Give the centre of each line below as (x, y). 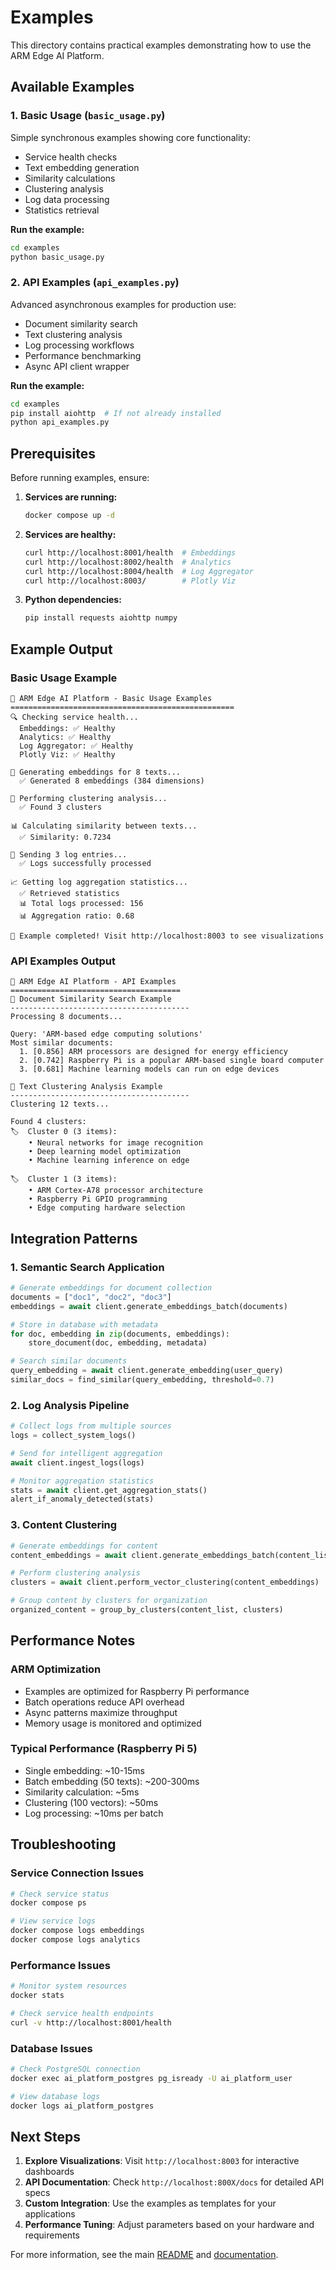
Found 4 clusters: (48, 1122)
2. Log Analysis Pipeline (70, 1405)
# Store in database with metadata (84, 1324)
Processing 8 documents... (66, 1017)
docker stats (37, 1996)
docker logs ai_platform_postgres (82, 2106)
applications (50, 2214)
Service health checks (71, 157)
